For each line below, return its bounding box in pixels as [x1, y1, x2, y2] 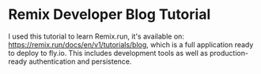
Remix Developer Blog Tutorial [8, 6, 211, 24]
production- [209, 48, 249, 57]
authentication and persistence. [28, 57, 132, 66]
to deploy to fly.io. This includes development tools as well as [8, 48, 208, 57]
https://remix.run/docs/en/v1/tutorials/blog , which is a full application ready [8, 39, 254, 49]
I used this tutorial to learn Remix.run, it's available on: [8, 31, 184, 41]
